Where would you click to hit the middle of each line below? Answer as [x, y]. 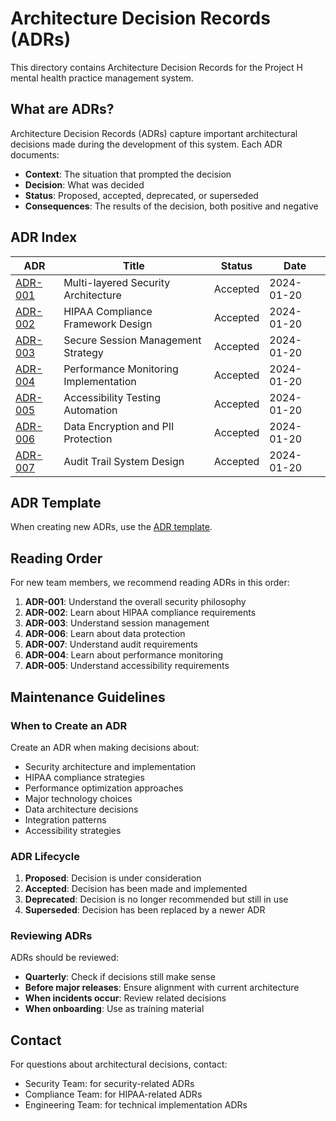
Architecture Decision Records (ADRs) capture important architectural [154, 133]
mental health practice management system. [102, 78]
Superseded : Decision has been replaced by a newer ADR [145, 910]
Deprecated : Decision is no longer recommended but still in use [156, 899]
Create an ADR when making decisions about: [105, 747]
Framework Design [108, 324]
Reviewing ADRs [51, 936]
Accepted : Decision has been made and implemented [136, 889]
